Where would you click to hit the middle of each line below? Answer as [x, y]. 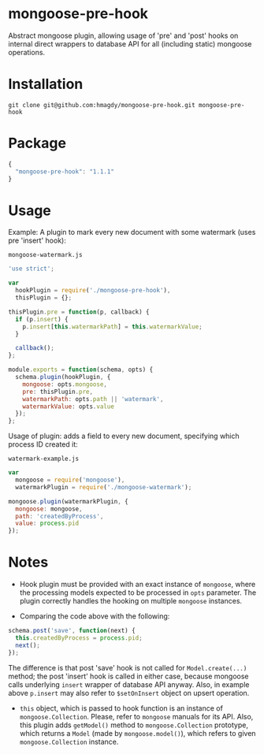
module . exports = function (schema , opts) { [81, 370]
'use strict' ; [32, 269]
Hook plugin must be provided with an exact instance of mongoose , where [138, 585]
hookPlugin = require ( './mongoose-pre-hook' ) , [93, 291]
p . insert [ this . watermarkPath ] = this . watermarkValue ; [112, 327]
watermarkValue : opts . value [68, 407]
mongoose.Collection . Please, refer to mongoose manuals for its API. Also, [136, 716]
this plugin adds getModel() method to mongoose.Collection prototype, [134, 725]
